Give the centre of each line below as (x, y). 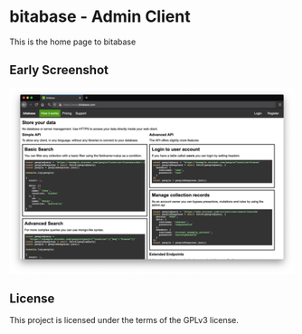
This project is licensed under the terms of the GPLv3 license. (124, 320)
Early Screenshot (59, 70)
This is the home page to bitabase (73, 42)
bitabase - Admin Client (100, 17)
